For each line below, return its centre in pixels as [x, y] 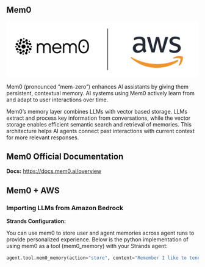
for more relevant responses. [43, 137]
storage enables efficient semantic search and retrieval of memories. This [99, 124]
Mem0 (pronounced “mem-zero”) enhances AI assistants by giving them [98, 86]
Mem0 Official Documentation [65, 156]
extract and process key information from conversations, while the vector [99, 118]
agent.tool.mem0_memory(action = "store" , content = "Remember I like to [97, 258]
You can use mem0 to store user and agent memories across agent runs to [100, 233]
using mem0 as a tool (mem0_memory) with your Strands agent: [87, 246]
